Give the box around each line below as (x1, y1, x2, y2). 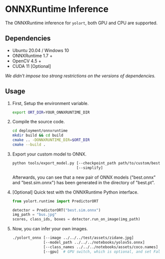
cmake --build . (12, 142, 46, 147)
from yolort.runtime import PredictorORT (12, 199, 99, 204)
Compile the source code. (12, 119, 65, 125)
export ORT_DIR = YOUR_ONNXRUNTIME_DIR (12, 110, 90, 115)
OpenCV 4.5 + (12, 58, 42, 64)
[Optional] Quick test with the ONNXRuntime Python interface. (12, 189, 139, 195)
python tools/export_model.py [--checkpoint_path (12, 160, 117, 165)
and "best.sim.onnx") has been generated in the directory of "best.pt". (12, 179, 155, 185)
